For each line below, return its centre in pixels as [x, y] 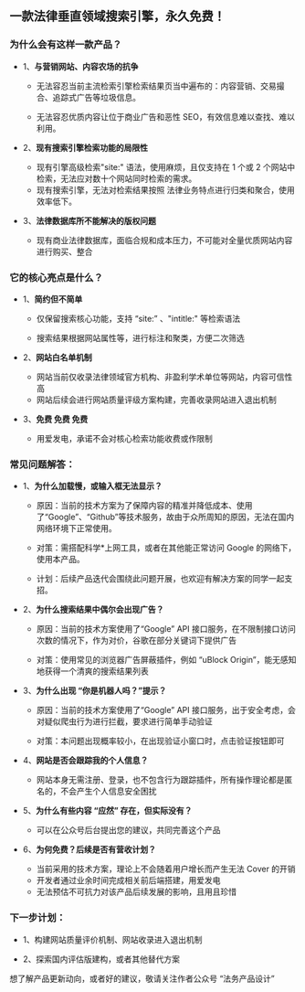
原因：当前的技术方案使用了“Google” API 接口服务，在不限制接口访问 [166, 629]
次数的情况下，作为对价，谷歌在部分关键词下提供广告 [137, 640]
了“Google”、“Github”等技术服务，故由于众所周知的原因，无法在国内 [165, 517]
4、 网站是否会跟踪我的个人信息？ [85, 761]
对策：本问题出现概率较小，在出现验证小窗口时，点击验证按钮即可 [160, 741]
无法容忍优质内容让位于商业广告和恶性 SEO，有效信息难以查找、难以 [165, 116]
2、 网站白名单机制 [58, 357]
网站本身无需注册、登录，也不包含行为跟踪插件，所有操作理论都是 [160, 780]
